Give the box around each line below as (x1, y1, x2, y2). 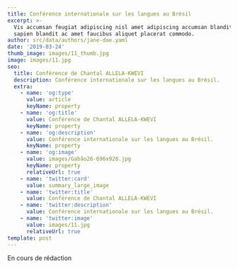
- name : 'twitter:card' (20, 175, 91, 182)
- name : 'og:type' (20, 89, 74, 96)
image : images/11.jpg (7, 57, 72, 64)
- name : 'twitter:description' (20, 201, 113, 209)
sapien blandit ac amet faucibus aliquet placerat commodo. (13, 30, 195, 38)
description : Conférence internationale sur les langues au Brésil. (13, 76, 220, 84)
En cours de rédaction (7, 254, 72, 262)
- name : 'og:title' (20, 109, 78, 116)
